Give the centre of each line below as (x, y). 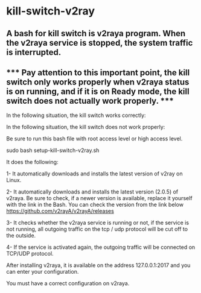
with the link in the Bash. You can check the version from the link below (95, 205)
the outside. (21, 236)
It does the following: (32, 162)
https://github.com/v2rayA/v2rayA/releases (60, 211)
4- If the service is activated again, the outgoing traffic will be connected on (101, 247)
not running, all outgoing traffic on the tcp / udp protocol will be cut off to (97, 229)
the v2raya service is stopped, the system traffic (100, 43)
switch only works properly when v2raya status (98, 82)
